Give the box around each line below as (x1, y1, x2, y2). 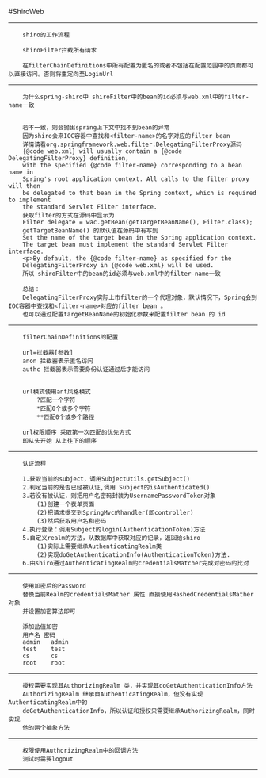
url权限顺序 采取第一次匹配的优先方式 (22, 428, 131, 436)
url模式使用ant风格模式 (22, 388, 91, 396)
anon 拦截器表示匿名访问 (22, 357, 93, 365)
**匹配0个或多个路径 (36, 413, 95, 421)
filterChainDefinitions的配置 (22, 333, 119, 341)
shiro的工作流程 (22, 31, 70, 39)
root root (22, 659, 66, 667)
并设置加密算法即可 (22, 607, 76, 615)
